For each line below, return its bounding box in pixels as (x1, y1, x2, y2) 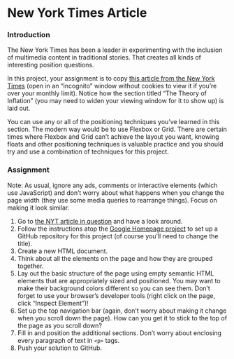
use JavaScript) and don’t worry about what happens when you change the (7, 188, 225, 197)
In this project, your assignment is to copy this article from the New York (7, 74, 215, 83)
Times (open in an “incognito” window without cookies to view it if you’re (7, 82, 217, 90)
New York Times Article (7, 5, 147, 21)
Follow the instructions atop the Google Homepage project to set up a (17, 224, 218, 233)
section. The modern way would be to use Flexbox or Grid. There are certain (7, 125, 227, 134)
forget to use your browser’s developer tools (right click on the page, (17, 291, 215, 299)
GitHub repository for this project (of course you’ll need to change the (17, 231, 219, 240)
